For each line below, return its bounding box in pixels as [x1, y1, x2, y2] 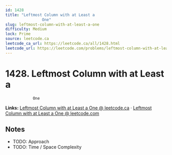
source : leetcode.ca [5, 36, 50, 42]
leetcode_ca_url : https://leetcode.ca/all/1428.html [5, 41, 120, 46]
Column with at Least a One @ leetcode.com [5, 110, 100, 116]
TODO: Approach [12, 139, 50, 145]
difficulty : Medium [5, 27, 47, 32]
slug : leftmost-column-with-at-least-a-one [5, 22, 100, 27]
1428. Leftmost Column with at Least [5, 68, 164, 80]
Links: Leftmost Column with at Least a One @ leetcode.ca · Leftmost [5, 105, 152, 111]
